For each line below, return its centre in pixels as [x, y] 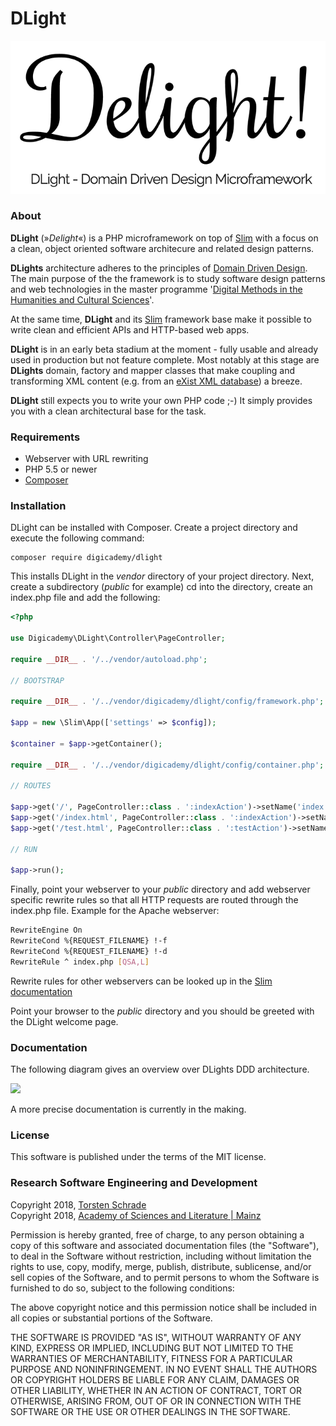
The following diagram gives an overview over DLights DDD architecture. [160, 1069]
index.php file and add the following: [85, 598]
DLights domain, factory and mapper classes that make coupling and [153, 370]
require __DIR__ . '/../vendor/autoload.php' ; [109, 659]
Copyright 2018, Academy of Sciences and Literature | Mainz [136, 1215]
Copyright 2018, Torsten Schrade [78, 1204]
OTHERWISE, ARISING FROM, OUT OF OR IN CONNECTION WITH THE [156, 1401]
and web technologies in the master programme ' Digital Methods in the [156, 289]
